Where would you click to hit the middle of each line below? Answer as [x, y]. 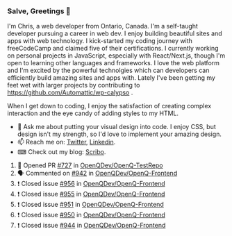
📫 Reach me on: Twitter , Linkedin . [66, 142]
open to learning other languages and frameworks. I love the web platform [114, 63]
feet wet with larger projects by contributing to [74, 85]
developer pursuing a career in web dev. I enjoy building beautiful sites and [115, 33]
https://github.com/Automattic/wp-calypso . [70, 92]
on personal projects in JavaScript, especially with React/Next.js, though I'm [116, 56]
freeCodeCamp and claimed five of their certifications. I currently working [113, 49]
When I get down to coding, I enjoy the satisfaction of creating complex [109, 106]
